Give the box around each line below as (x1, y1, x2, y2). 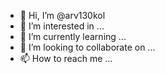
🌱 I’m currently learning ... (19, 31, 127, 42)
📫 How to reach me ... (19, 53, 113, 64)
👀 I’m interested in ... (19, 20, 105, 32)
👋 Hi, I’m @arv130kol (19, 10, 106, 21)
